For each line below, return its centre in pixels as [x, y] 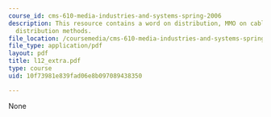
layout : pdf [28, 53]
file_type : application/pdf [56, 46]
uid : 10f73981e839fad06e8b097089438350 [75, 76]
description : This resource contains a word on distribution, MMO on [128, 23]
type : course [30, 69]
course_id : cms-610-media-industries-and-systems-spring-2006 [115, 16]
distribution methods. [54, 31]
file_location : [34, 38]
